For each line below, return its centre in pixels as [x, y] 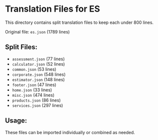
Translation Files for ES [53, 9]
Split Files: [21, 47]
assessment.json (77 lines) [38, 59]
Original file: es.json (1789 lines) [37, 32]
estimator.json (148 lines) [38, 79]
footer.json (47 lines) [34, 85]
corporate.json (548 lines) [39, 74]
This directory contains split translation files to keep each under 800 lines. [79, 22]
